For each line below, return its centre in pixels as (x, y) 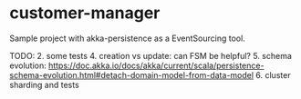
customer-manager (85, 13)
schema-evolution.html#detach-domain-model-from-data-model (131, 74)
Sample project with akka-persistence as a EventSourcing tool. (128, 38)
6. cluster (273, 74)
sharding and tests (44, 84)
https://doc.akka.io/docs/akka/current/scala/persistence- (156, 65)
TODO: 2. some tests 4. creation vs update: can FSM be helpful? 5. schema (150, 55)
